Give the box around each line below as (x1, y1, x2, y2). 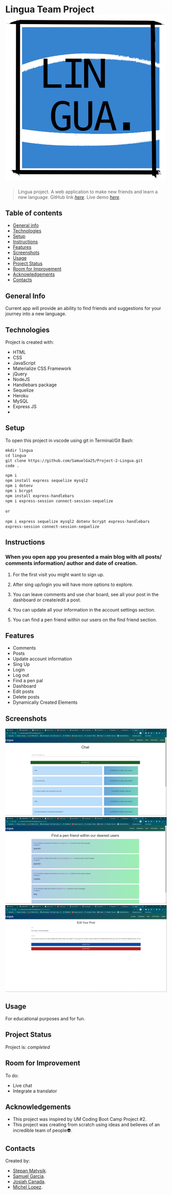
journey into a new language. (5, 311, 67, 317)
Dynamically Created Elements (12, 699, 78, 705)
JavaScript (12, 360, 36, 366)
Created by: (5, 1158, 30, 1164)
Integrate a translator (12, 1087, 57, 1094)
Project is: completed (5, 1044, 50, 1050)
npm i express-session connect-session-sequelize (5, 498, 114, 504)
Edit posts (12, 688, 34, 695)
